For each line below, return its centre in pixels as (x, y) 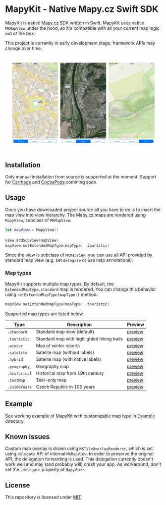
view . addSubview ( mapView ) (32, 240)
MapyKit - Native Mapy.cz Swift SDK (82, 9)
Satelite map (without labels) (65, 352)
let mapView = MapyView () (32, 230)
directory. (15, 421)
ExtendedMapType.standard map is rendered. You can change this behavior (81, 289)
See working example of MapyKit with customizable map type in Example (80, 416)
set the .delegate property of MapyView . (45, 470)
